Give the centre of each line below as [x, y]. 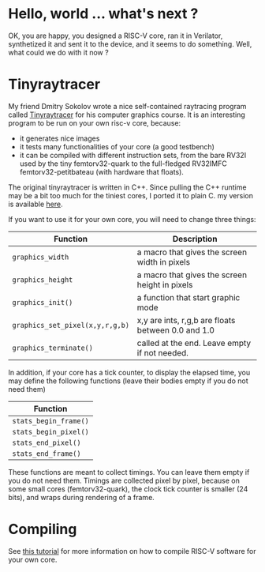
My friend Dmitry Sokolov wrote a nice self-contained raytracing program [127, 106]
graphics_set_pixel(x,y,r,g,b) [71, 325]
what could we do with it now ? [58, 52]
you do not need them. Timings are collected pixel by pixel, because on [124, 480]
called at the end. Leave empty [194, 343]
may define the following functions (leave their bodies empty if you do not [128, 381]
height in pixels [165, 284]
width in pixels [164, 262]
